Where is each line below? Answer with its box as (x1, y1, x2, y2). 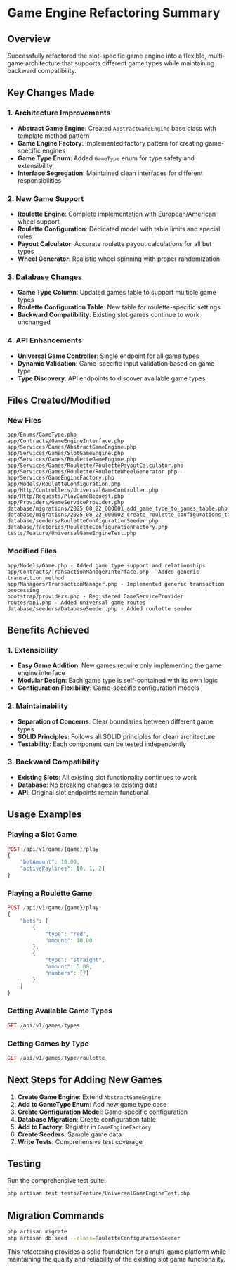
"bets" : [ (20, 917, 49, 924)
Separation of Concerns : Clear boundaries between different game (17, 717, 214, 726)
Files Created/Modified (7, 394, 111, 406)
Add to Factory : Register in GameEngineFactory (17, 1122, 152, 1131)
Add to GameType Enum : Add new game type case (17, 1100, 167, 1108)
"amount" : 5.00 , (44, 963, 93, 970)
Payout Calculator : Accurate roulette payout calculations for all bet (17, 239, 212, 248)
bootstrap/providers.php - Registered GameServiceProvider (7, 593, 184, 600)
